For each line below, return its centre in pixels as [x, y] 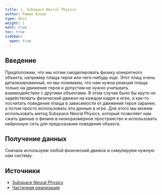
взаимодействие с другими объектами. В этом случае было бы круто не [80, 93]
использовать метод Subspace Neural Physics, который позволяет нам [78, 113]
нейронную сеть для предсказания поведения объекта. [63, 123]
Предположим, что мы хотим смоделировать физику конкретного [74, 72]
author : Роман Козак [26, 14]
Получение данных [36, 139]
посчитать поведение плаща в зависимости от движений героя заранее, [81, 103]
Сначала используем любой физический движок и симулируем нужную [80, 150]
